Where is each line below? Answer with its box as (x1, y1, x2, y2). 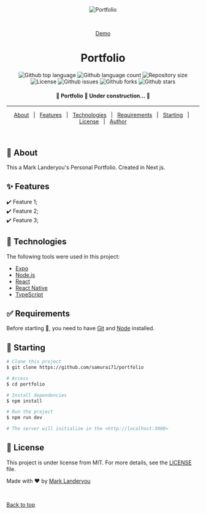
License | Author (78, 118, 128, 125)
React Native (15, 284, 48, 292)
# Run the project (6, 409, 53, 415)
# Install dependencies (6, 392, 67, 398)
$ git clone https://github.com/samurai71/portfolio (6, 365, 144, 371)
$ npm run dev (6, 415, 43, 421)
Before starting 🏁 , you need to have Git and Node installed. (6, 325, 155, 332)
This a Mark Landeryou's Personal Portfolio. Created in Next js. (6, 164, 166, 171)
